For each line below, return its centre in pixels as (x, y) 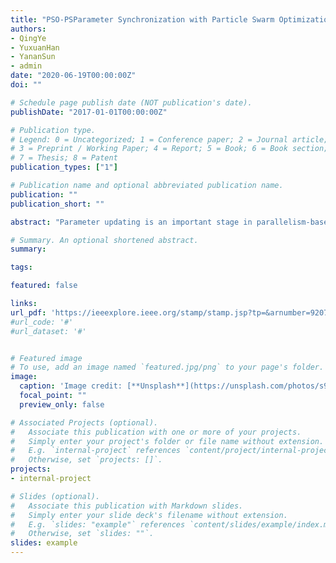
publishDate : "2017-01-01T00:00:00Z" (89, 112)
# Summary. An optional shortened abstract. (104, 240)
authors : (28, 29)
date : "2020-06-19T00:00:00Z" (73, 76)
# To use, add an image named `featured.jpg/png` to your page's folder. (167, 367)
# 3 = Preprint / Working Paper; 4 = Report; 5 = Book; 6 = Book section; (169, 149)
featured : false (44, 286)
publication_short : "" (57, 204)
